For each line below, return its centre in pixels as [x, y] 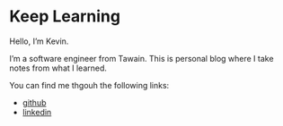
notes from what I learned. [58, 68]
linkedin [37, 112]
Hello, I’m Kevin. [39, 41]
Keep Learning [65, 17]
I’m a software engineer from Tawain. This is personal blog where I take [141, 58]
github [34, 102]
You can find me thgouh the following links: [89, 85]
